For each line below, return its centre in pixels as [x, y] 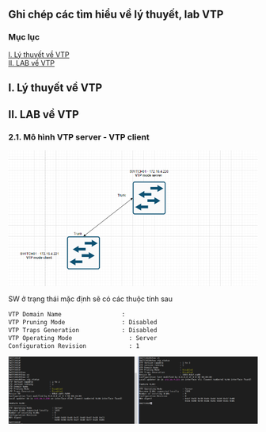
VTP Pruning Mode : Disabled [83, 322]
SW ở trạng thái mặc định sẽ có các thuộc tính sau [90, 299]
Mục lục [24, 37]
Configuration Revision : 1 [74, 346]
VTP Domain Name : [67, 314]
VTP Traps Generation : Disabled [83, 330]
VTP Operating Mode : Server [83, 338]
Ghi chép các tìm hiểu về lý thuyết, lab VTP [116, 15]
